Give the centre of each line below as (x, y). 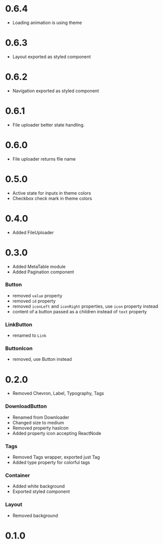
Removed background (35, 515)
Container (17, 475)
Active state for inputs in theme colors (52, 193)
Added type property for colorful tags (51, 462)
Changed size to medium (38, 422)
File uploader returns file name (44, 159)
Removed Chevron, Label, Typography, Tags (58, 393)
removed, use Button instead (42, 359)
